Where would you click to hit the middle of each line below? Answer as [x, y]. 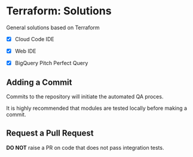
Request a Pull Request [50, 133]
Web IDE [25, 51]
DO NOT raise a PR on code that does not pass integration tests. [85, 147]
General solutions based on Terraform [53, 27]
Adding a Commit [39, 82]
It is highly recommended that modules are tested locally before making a [96, 108]
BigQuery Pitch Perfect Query [51, 63]
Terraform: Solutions [59, 11]
